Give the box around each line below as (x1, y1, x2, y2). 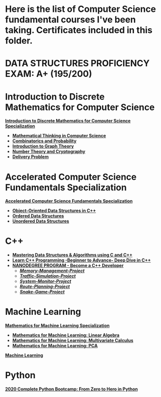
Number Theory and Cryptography (12, 149, 85, 155)
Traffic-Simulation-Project (19, 273, 76, 279)
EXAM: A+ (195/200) (5, 68, 92, 80)
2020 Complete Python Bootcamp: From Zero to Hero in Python (5, 386, 138, 392)
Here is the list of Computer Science (5, 3, 157, 15)
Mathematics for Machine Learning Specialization (5, 323, 110, 329)
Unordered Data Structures (12, 218, 69, 224)
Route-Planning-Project (19, 284, 70, 289)
